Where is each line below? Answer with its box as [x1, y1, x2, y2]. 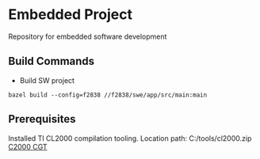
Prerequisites [8, 112, 76, 126]
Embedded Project [8, 6, 133, 24]
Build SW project [19, 75, 75, 85]
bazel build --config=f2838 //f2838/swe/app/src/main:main [8, 91, 208, 99]
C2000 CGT [8, 142, 48, 151]
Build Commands [8, 55, 95, 68]
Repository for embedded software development [8, 32, 167, 41]
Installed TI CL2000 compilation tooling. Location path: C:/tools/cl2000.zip [8, 133, 252, 143]
